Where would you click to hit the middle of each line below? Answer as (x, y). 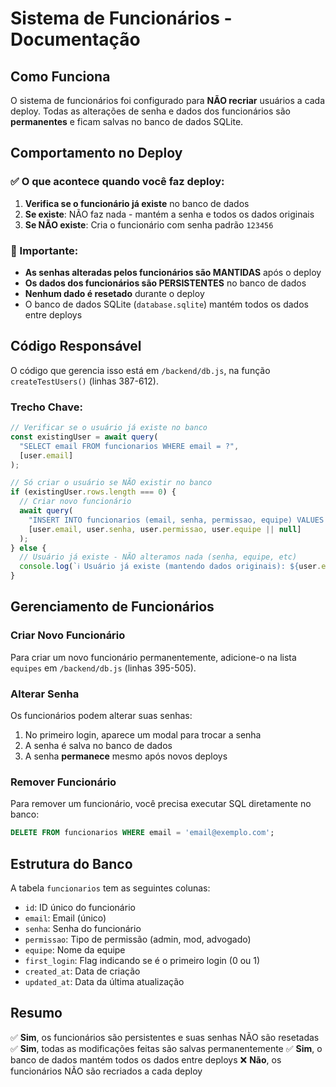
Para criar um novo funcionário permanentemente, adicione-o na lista (153, 657)
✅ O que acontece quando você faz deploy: (117, 182)
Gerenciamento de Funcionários (112, 607)
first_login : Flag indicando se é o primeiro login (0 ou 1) (142, 961)
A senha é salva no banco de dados (98, 746)
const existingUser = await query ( (84, 437)
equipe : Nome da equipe (75, 950)
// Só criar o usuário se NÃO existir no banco (111, 483)
